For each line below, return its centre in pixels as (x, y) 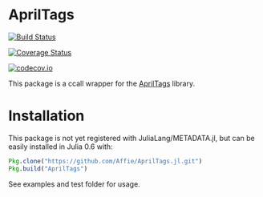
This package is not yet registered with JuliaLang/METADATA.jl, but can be (131, 138)
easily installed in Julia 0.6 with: (61, 147)
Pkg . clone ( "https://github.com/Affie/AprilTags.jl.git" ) (105, 161)
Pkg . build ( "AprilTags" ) (48, 169)
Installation (47, 116)
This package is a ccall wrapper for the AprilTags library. (101, 83)
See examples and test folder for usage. (74, 184)
